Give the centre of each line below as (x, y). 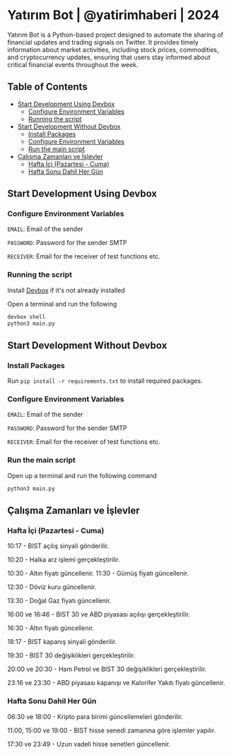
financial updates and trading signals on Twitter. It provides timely (103, 42)
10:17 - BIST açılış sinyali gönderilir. (58, 546)
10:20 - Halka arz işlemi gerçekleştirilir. (64, 560)
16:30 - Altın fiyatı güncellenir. (51, 628)
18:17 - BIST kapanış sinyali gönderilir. (62, 642)
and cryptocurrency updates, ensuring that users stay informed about (109, 57)
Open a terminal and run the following (62, 304)
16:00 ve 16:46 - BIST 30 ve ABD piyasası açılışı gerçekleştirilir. (99, 614)
